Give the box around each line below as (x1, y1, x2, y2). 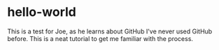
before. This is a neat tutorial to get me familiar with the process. (7, 34, 194, 42)
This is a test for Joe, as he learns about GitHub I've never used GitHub (7, 27, 213, 35)
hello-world (7, 4, 77, 20)
